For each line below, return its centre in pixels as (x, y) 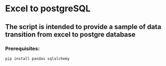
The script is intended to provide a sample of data (83, 27)
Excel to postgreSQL (48, 9)
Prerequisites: (23, 48)
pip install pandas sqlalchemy (37, 59)
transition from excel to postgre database (70, 34)
